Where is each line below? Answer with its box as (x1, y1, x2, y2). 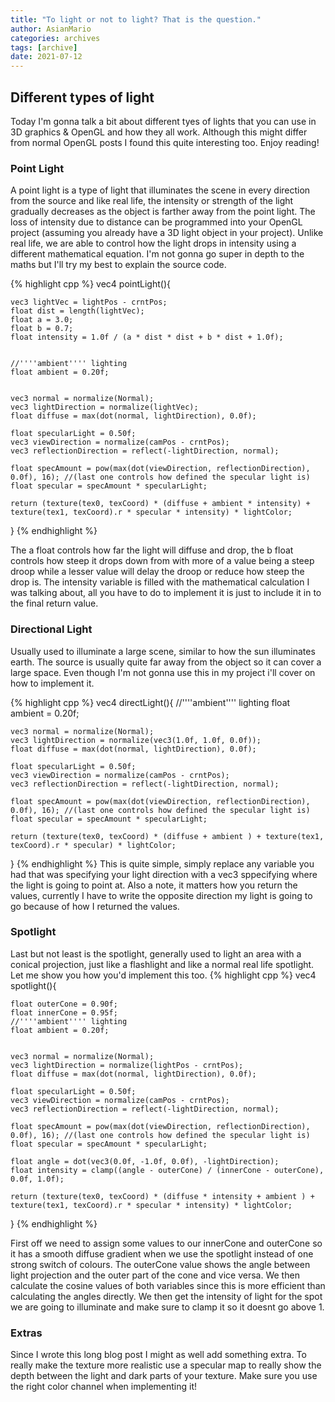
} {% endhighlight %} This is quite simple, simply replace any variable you (10, 857, 315, 870)
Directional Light (10, 622, 93, 636)
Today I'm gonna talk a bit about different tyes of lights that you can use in (10, 115, 317, 127)
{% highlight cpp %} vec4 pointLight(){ (10, 278, 171, 290)
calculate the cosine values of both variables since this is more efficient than (10, 1279, 326, 1291)
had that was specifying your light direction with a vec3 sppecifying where (10, 868, 318, 880)
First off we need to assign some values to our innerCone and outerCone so (10, 1237, 323, 1249)
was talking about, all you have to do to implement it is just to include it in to (10, 587, 322, 599)
